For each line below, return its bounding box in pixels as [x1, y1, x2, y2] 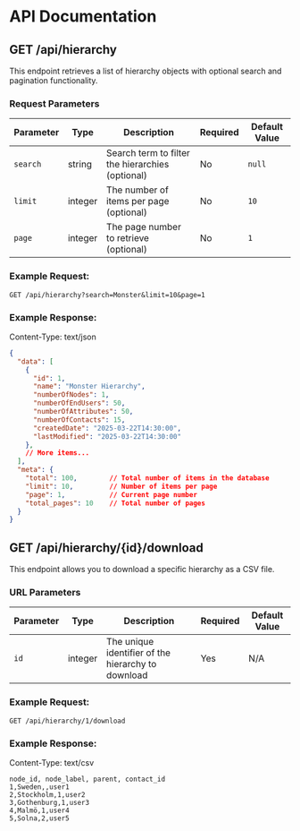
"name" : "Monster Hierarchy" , [32, 382, 146, 391]
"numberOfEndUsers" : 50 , [32, 398, 126, 408]
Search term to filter [105, 147, 190, 159]
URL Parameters [9, 587, 81, 598]
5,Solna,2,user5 [9, 813, 70, 823]
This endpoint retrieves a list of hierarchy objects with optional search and [9, 65, 282, 76]
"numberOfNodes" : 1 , [32, 390, 110, 399]
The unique [105, 636, 154, 648]
